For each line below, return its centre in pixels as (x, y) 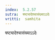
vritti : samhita (23, 19)
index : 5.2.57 (21, 10)
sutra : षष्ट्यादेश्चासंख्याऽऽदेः (27, 14)
